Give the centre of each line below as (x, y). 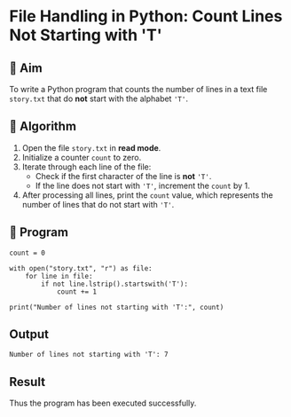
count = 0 (28, 253)
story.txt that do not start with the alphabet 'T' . (99, 98)
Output (29, 334)
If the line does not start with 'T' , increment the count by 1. (142, 185)
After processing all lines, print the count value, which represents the (147, 195)
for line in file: (59, 276)
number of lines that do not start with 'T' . (98, 204)
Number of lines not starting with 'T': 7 (89, 355)
